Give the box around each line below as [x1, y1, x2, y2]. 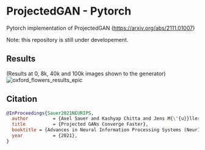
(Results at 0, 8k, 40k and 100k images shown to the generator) [6, 70, 166, 77]
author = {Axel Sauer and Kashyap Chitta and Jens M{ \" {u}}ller [12, 115, 201, 122]
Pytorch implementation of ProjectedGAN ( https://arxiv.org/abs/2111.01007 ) [6, 24, 195, 32]
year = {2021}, [12, 132, 78, 139]
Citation [6, 94, 38, 104]
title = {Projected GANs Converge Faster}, [12, 121, 149, 128]
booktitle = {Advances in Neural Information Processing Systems [12, 127, 182, 133]
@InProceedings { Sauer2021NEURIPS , [6, 110, 95, 116]
